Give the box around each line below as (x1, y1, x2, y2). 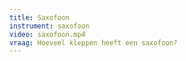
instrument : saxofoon (9, 22, 90, 30)
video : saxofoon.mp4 (9, 30, 87, 39)
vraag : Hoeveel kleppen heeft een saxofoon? (9, 38, 178, 48)
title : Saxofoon (9, 13, 70, 22)
